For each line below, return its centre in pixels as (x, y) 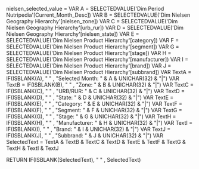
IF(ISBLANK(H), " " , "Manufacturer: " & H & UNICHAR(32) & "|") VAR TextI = (99, 123)
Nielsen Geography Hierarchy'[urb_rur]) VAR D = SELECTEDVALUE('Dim (95, 27)
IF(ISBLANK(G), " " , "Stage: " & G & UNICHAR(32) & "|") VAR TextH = (91, 116)
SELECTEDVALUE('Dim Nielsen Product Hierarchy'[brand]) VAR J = (89, 66)
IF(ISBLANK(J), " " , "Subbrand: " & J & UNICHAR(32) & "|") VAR (85, 136)
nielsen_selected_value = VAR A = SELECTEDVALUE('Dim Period (85, 9)
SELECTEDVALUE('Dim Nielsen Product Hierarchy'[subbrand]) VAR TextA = (99, 72)
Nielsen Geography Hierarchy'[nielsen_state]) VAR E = (73, 34)
